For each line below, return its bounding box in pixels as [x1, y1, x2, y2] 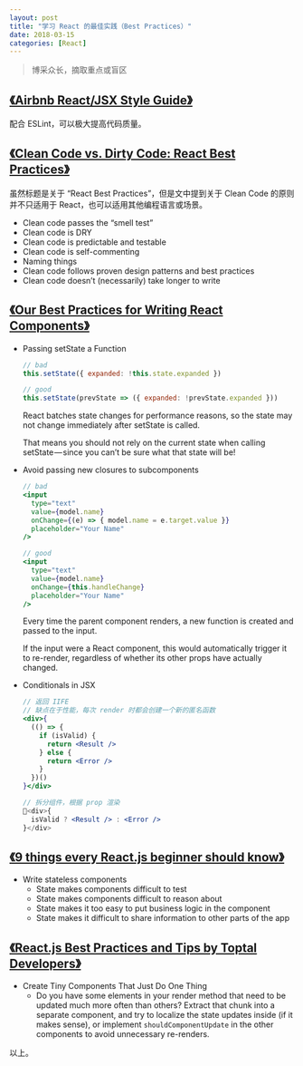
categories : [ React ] [9, 38, 88, 48]
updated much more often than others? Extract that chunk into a [35, 1000, 276, 1011]
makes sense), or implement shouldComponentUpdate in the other [35, 1019, 274, 1030]
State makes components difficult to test [35, 884, 187, 895]
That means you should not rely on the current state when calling [22, 437, 266, 449]
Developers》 [9, 955, 81, 971]
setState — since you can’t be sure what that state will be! [22, 447, 236, 458]
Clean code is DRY [22, 227, 92, 237]
